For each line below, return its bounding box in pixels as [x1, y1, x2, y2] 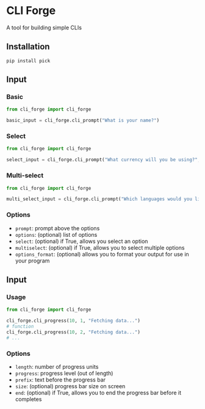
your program [15, 257, 50, 264]
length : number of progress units [15, 363, 99, 370]
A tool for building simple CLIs [6, 24, 82, 31]
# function [6, 324, 34, 330]
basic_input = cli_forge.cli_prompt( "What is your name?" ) [6, 117, 160, 124]
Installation [6, 42, 50, 52]
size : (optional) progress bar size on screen [15, 382, 126, 389]
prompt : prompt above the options [15, 224, 100, 232]
